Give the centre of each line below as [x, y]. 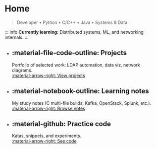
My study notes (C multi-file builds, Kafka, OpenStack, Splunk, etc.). [81, 103]
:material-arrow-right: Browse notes [48, 108]
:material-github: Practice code [61, 124]
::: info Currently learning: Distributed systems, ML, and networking [74, 32]
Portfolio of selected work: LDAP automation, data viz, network [76, 65]
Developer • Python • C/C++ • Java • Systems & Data [72, 22]
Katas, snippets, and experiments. [47, 136]
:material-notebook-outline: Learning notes [80, 91]
